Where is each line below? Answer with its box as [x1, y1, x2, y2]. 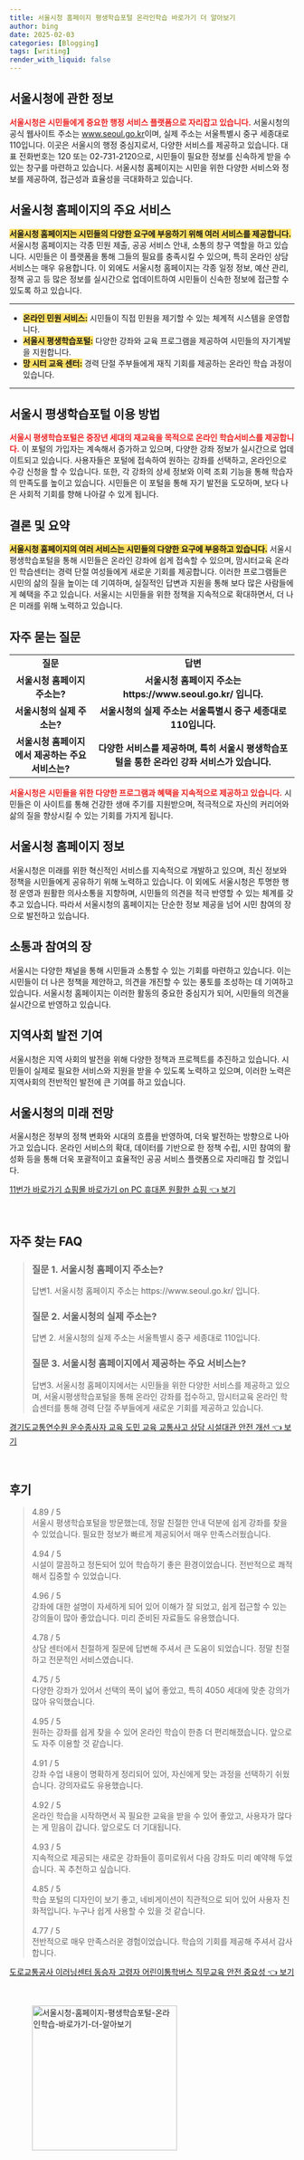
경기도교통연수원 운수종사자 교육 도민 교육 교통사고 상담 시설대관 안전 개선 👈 [9, 1421, 282, 1432]
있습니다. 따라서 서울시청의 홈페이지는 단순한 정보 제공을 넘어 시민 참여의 [25, 898, 282, 910]
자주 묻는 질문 [9, 629, 81, 645]
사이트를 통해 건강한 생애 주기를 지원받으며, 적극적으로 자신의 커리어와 [43, 798, 290, 810]
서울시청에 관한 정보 [9, 91, 114, 107]
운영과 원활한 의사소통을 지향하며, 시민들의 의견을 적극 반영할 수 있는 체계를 [18, 887, 285, 898]
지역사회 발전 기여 [9, 1028, 103, 1044]
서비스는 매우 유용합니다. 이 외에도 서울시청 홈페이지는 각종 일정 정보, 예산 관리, [9, 262, 290, 272]
